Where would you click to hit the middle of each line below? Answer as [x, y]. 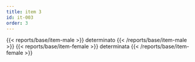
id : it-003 [20, 17]
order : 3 [17, 23]
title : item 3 [24, 12]
